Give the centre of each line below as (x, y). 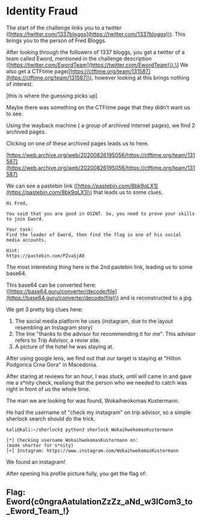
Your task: (20, 230)
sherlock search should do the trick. (51, 418)
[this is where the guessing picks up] (52, 96)
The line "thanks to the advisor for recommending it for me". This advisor (105, 334)
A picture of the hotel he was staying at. (64, 346)
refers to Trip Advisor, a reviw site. (57, 340)
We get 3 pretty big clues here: (44, 309)
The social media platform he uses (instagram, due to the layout (94, 321)
